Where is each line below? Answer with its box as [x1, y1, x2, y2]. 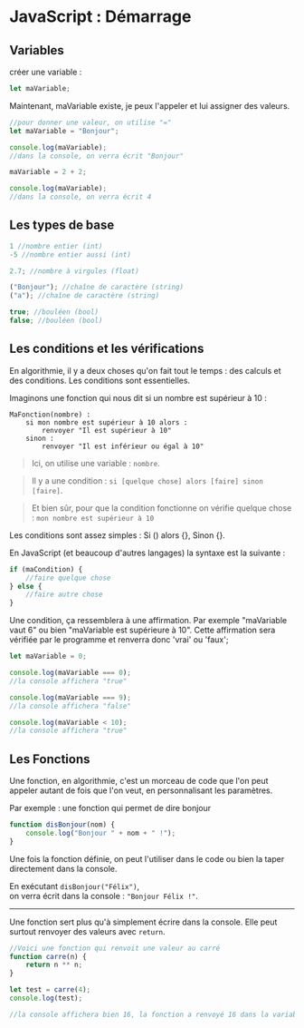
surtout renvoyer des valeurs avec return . [9, 925, 166, 936]
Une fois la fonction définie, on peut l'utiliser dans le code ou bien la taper [9, 853, 285, 864]
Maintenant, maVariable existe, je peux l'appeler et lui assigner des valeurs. [9, 100, 290, 111]
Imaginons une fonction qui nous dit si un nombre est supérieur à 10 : [9, 392, 267, 403]
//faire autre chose [25, 590, 103, 600]
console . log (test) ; [9, 994, 83, 1004]
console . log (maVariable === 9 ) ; [9, 692, 131, 702]
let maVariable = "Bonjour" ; [9, 126, 119, 135]
